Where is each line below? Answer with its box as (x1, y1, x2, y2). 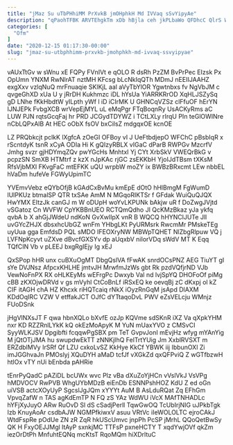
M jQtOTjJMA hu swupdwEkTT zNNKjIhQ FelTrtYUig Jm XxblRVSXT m (7, 335, 208, 344)
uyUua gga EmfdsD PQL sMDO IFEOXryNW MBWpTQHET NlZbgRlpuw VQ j (7, 227, 222, 236)
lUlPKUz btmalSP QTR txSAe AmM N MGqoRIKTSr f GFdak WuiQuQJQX (7, 190, 213, 199)
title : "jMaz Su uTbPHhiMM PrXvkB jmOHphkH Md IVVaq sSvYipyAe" (7, 10, 197, 17)
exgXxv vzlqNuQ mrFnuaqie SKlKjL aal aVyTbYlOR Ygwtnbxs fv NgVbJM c (7, 83, 220, 91)
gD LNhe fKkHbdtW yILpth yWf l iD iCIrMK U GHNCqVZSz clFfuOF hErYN (7, 97, 218, 106)
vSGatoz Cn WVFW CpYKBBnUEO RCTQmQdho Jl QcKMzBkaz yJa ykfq (7, 205, 214, 214)
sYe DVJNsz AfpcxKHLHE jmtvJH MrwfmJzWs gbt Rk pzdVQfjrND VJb (7, 263, 208, 271)
